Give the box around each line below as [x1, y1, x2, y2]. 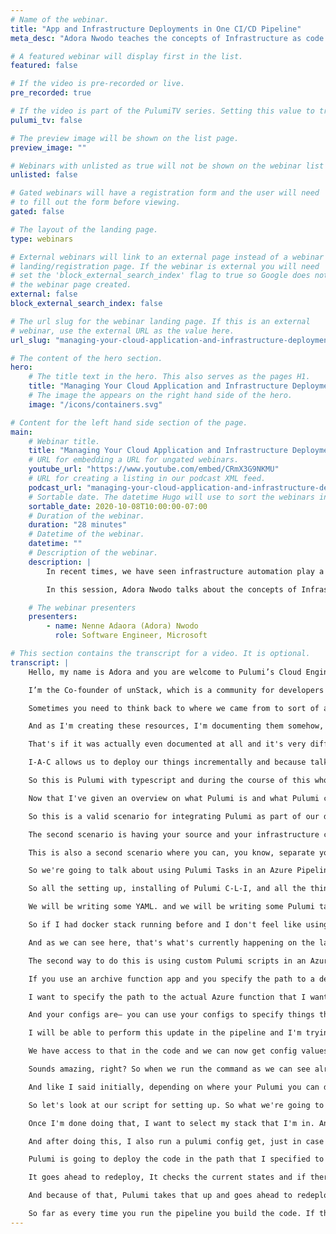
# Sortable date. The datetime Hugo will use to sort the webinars [28, 492, 315, 502]
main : [10, 427, 33, 437]
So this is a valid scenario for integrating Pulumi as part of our [28, 811, 320, 821]
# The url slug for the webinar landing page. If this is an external [10, 316, 311, 326]
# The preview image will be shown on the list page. [10, 133, 240, 143]
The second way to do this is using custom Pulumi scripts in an [28, 956, 307, 966]
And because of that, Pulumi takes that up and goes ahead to [28, 1191, 293, 1201]
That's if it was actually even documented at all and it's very [28, 739, 307, 750]
